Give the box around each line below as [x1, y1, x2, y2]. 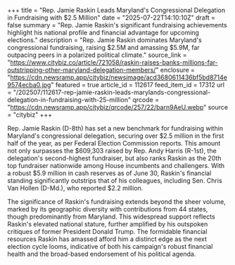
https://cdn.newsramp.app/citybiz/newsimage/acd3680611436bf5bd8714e [10, 73, 227, 82]
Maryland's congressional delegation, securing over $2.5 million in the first [7, 131, 224, 140]
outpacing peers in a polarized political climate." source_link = [7, 51, 188, 59]
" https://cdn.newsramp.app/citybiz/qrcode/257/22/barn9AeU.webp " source [7, 103, 229, 111]
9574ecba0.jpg [7, 81, 51, 89]
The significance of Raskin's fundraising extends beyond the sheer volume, [7, 198, 227, 206]
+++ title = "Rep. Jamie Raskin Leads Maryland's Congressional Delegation [7, 6, 226, 14]
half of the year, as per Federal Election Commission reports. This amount [7, 139, 221, 147]
